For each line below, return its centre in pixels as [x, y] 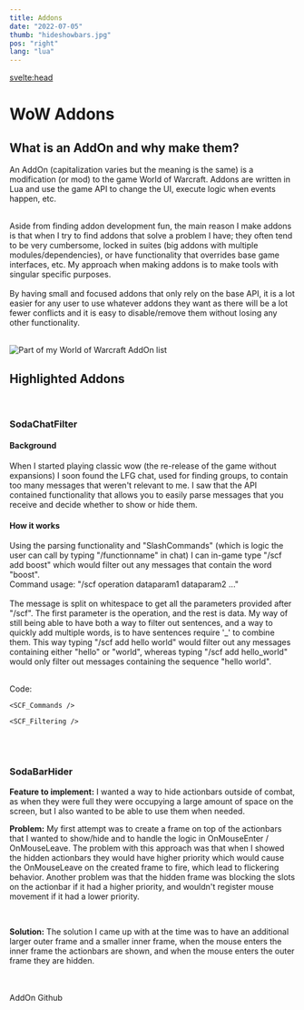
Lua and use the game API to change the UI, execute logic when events [143, 189]
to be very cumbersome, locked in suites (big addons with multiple [134, 246]
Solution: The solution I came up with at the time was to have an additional [149, 931]
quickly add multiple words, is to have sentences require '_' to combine [142, 632]
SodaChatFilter [44, 424]
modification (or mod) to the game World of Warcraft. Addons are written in [150, 179]
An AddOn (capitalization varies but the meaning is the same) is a [132, 170]
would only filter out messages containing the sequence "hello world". [141, 662]
